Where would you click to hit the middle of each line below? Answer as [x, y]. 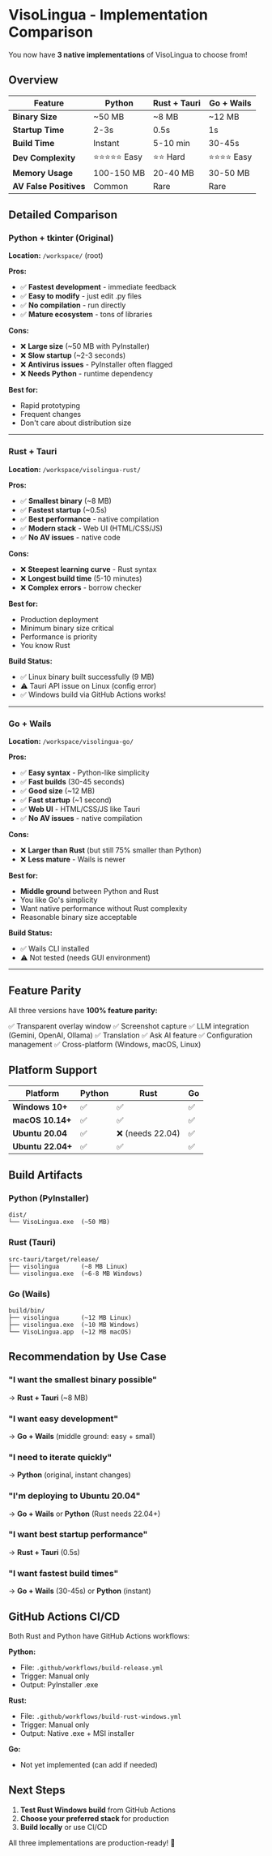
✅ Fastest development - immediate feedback [98, 287]
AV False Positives [49, 186]
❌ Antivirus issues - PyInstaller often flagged [96, 365]
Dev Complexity [44, 158]
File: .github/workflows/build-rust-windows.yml [101, 1716]
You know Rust [45, 645]
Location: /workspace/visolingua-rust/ [75, 469]
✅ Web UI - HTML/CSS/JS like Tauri [80, 810]
